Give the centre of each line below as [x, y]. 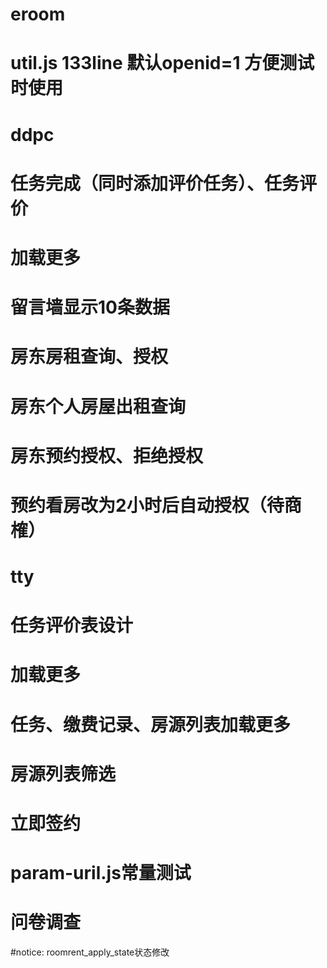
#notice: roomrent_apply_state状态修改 [90, 952]
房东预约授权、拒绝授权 [107, 455]
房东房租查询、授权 [89, 357]
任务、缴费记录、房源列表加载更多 [151, 724]
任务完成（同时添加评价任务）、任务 [155, 183]
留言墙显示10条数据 [90, 307]
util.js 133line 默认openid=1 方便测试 [162, 63]
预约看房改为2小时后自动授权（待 [147, 505]
